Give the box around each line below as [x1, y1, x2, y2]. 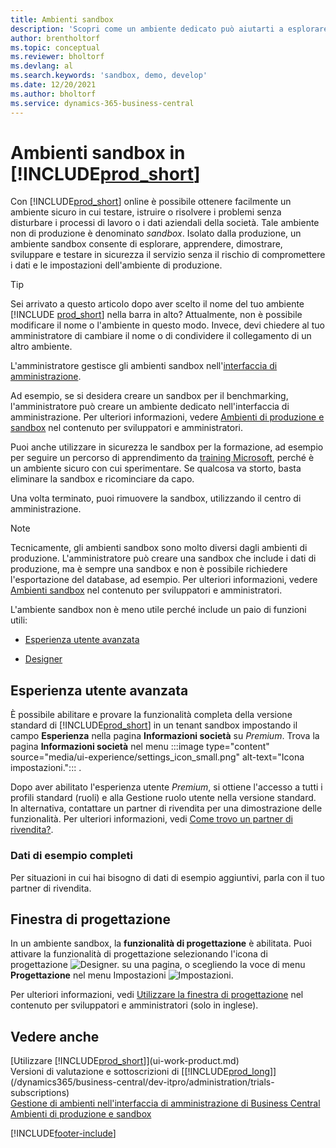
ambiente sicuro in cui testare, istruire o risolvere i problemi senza [10, 206, 282, 218]
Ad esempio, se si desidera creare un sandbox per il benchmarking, [10, 390, 289, 402]
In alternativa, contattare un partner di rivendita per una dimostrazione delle [10, 802, 323, 815]
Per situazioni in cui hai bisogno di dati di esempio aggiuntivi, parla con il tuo [10, 871, 325, 883]
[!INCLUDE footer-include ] [10, 1127, 117, 1140]
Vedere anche [10, 1028, 100, 1045]
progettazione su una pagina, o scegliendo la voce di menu [10, 959, 306, 971]
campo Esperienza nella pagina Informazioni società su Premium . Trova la [10, 730, 320, 742]
